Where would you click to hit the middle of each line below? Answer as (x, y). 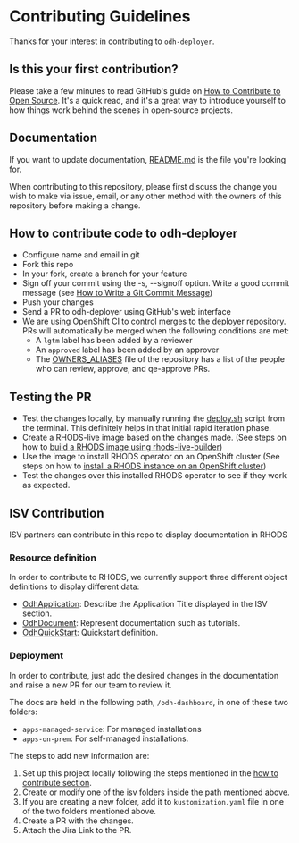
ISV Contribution (57, 513)
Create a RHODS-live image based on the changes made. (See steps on (154, 438)
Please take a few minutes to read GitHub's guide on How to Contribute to (145, 90)
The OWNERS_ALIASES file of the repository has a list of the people (160, 359)
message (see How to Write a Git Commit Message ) (117, 293)
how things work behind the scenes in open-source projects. (121, 110)
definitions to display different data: (75, 586)
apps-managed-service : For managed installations (112, 729)
